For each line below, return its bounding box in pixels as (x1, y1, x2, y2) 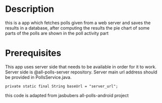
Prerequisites (5, 48, 62, 59)
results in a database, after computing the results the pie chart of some (5, 25, 150, 31)
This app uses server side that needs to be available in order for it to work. (5, 64, 157, 69)
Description (5, 3, 54, 15)
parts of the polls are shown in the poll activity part (5, 30, 109, 36)
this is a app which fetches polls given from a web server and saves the (5, 20, 151, 26)
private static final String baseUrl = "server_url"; (5, 84, 119, 89)
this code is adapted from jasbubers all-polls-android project (5, 92, 129, 98)
